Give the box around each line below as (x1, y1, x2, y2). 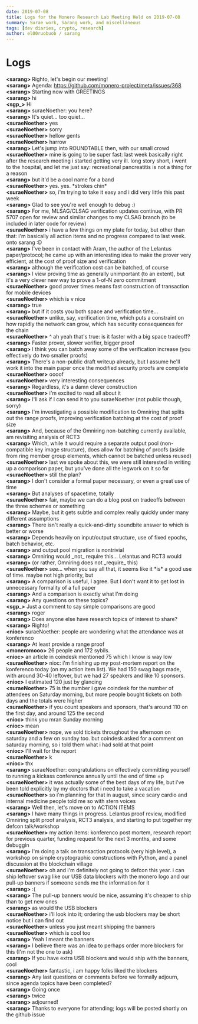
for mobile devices (6, 289, 51, 296)
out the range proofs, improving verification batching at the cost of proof (6, 415, 183, 422)
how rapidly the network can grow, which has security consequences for (6, 320, 183, 328)
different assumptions (6, 515, 60, 522)
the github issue (6, 1011, 45, 1018)
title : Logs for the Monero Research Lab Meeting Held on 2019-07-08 (6, 14, 181, 20)
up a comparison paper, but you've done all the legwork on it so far (6, 465, 169, 472)
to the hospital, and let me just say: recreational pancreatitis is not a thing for (6, 164, 192, 171)
